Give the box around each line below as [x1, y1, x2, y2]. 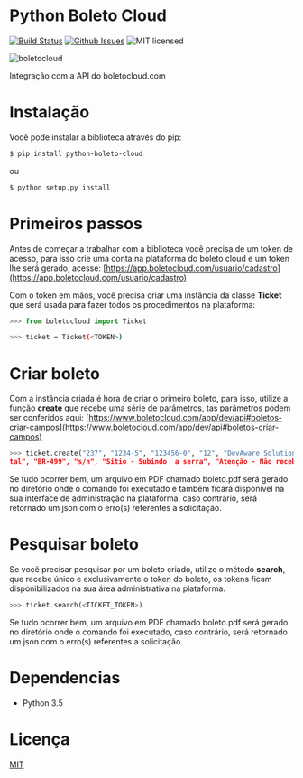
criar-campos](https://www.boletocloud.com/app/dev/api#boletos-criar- [9, 421, 280, 433]
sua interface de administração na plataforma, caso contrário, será [9, 493, 258, 504]
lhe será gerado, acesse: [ [9, 263, 106, 273]
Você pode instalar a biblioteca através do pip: [9, 132, 182, 143]
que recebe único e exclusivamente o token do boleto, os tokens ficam [9, 573, 272, 584]
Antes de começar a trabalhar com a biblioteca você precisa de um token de [9, 243, 293, 254]
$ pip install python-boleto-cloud [9, 149, 143, 158]
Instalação [9, 102, 90, 123]
